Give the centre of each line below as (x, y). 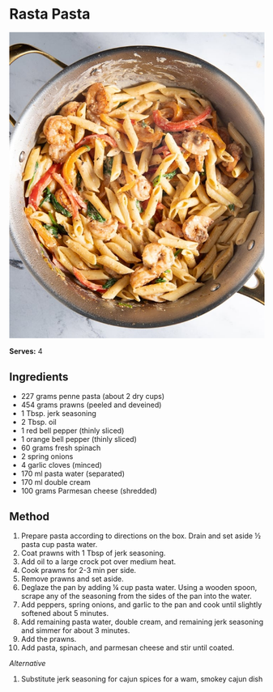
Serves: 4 (26, 351)
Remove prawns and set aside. (72, 579)
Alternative (28, 664)
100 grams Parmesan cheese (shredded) (89, 491)
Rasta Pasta (50, 14)
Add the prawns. (49, 639)
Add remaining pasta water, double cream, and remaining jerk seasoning (142, 622)
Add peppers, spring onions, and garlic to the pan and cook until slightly (141, 605)
